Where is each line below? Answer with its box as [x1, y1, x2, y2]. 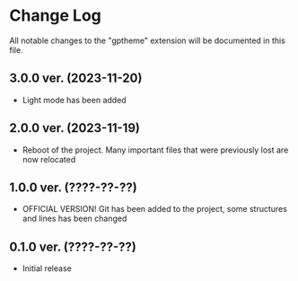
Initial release [22, 263, 72, 274]
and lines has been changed [22, 213, 127, 224]
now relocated [22, 154, 76, 164]
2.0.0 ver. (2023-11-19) [9, 120, 141, 136]
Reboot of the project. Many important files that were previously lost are [22, 145, 289, 155]
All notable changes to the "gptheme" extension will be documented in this [9, 35, 285, 46]
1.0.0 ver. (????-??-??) [9, 180, 137, 195]
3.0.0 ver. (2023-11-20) [9, 71, 143, 86]
